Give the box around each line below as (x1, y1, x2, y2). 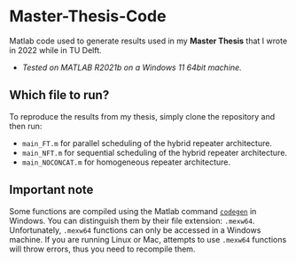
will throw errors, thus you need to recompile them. (9, 244, 196, 254)
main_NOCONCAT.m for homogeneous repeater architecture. (21, 157, 231, 167)
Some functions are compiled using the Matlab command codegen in (9, 205, 257, 216)
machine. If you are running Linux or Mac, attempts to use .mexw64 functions (9, 234, 287, 244)
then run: (9, 120, 43, 131)
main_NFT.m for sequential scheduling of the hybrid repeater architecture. (21, 147, 288, 158)
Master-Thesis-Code (9, 6, 167, 27)
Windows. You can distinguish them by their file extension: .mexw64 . (9, 215, 255, 226)
